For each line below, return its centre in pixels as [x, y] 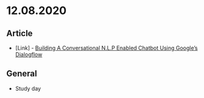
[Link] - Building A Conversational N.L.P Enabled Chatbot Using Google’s [106, 48]
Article [20, 33]
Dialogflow [29, 55]
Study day [28, 88]
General [22, 74]
